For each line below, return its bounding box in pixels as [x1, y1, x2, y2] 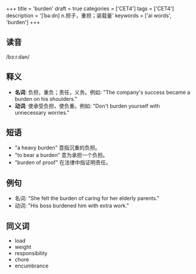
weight [14, 243, 31, 250]
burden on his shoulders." [14, 95, 78, 102]
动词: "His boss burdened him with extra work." [14, 202, 129, 209]
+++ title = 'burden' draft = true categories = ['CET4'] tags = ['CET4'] [6, 5, 174, 12]
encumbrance [14, 262, 49, 269]
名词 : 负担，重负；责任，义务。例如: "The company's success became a [14, 89, 190, 96]
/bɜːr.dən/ [6, 53, 30, 60]
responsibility [14, 250, 48, 257]
